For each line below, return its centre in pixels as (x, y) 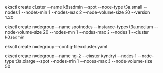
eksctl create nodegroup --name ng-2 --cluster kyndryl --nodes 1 (71, 56)
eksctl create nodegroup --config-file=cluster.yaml (56, 46)
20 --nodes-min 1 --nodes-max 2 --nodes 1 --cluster (96, 32)
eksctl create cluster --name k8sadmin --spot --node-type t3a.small (74, 7)
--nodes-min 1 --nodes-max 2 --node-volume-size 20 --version (86, 12)
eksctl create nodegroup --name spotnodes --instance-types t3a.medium (79, 27)
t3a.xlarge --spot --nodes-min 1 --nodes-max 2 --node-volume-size (84, 61)
